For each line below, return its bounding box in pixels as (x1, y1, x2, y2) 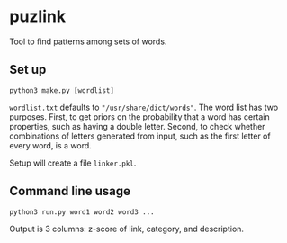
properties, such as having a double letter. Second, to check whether (9, 121, 265, 131)
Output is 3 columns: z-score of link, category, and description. (9, 223, 245, 234)
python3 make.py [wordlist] (9, 85, 115, 95)
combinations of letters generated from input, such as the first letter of (9, 130, 272, 141)
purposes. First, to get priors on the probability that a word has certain (9, 111, 270, 122)
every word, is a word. (9, 139, 92, 150)
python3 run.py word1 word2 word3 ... (9, 207, 155, 217)
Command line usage (9, 184, 130, 199)
